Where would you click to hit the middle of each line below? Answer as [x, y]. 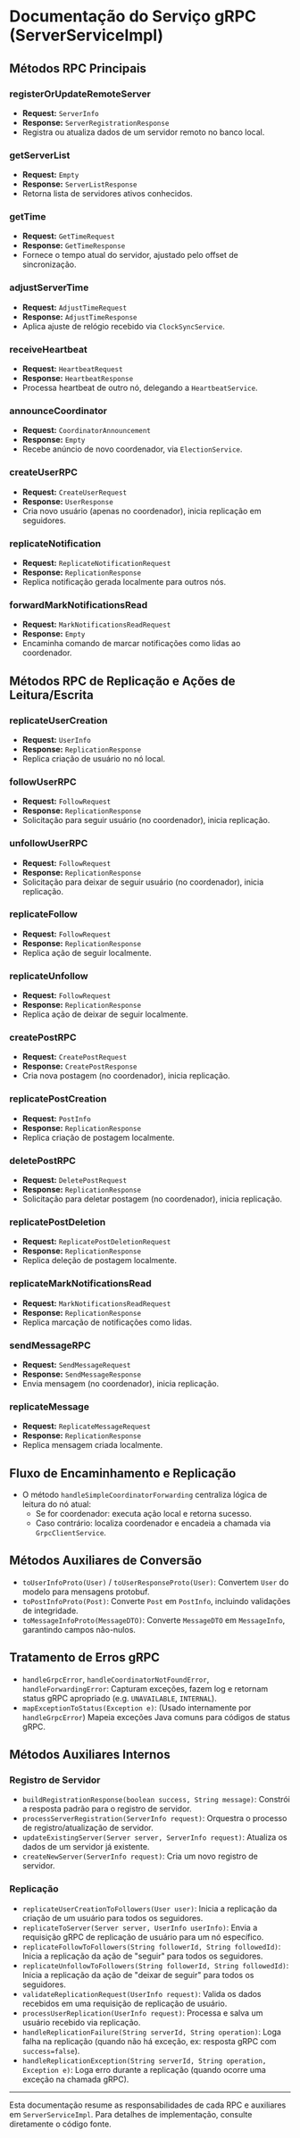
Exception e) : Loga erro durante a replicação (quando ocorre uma [144, 2069]
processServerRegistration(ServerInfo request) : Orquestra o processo [154, 1818]
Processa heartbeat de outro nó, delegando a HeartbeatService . [140, 388]
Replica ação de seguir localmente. [87, 953]
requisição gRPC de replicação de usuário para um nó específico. [143, 1937]
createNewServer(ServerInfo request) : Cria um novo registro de [140, 1856]
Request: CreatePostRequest [75, 1057]
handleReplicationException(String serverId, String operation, [144, 2061]
